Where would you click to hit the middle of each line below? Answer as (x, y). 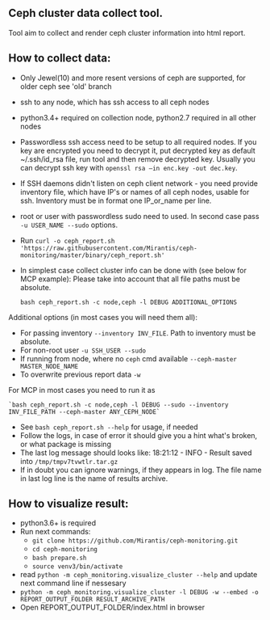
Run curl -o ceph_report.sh (67, 240)
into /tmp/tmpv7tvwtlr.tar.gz (69, 461)
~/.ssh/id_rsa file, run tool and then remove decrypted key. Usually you (137, 159)
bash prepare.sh (59, 558)
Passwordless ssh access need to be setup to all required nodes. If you (138, 141)
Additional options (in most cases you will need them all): (103, 317)
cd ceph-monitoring (65, 550)
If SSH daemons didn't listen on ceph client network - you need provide (139, 183)
